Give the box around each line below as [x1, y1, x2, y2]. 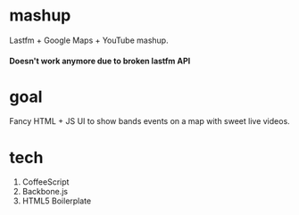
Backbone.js [21, 186, 69, 197]
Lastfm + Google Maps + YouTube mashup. [9, 35, 169, 45]
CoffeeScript [21, 177, 70, 187]
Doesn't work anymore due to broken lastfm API [9, 55, 191, 66]
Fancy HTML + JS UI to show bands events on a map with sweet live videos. [9, 116, 290, 127]
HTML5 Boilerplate [21, 195, 92, 206]
